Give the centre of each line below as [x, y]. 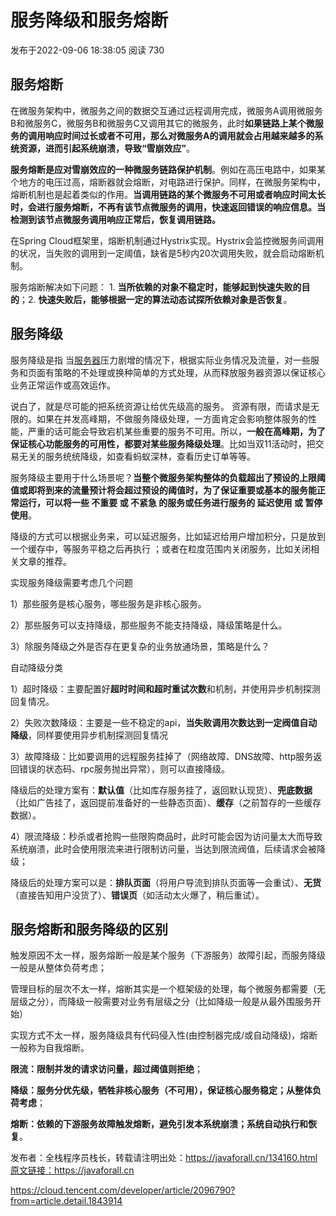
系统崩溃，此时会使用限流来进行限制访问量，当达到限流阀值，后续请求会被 [163, 848]
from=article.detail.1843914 [66, 1201]
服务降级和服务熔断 [89, 20]
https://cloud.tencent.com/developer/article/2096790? [123, 1190]
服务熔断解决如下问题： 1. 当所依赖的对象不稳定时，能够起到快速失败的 [156, 287]
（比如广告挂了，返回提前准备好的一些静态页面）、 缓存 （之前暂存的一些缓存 [166, 802]
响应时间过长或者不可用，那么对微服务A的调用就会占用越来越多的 [179, 135]
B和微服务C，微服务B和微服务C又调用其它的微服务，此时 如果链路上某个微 [162, 123]
